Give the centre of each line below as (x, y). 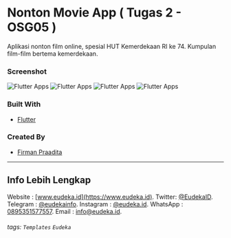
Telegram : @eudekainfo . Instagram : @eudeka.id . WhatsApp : (95, 204)
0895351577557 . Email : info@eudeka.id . (65, 211)
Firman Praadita (40, 152)
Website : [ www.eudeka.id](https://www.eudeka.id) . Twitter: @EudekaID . (110, 197)
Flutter (26, 119)
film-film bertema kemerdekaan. (53, 54)
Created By (26, 137)
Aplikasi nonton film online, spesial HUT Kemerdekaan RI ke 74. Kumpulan (112, 46)
